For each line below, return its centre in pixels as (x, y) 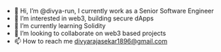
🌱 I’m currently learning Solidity (60, 26)
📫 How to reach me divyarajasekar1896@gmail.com (91, 41)
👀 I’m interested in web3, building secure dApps (84, 18)
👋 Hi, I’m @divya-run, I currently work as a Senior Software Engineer (114, 11)
